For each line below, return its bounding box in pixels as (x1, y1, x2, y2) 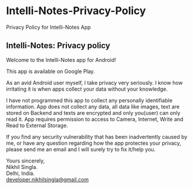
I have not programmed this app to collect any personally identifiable (6, 97, 172, 104)
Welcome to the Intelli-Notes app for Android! (6, 56, 117, 63)
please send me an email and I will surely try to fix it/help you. (6, 145, 156, 152)
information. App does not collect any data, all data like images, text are (6, 103, 180, 110)
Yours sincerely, (6, 157, 45, 164)
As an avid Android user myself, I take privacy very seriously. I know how (6, 79, 184, 86)
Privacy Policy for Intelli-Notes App (6, 24, 91, 31)
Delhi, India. (6, 170, 35, 177)
